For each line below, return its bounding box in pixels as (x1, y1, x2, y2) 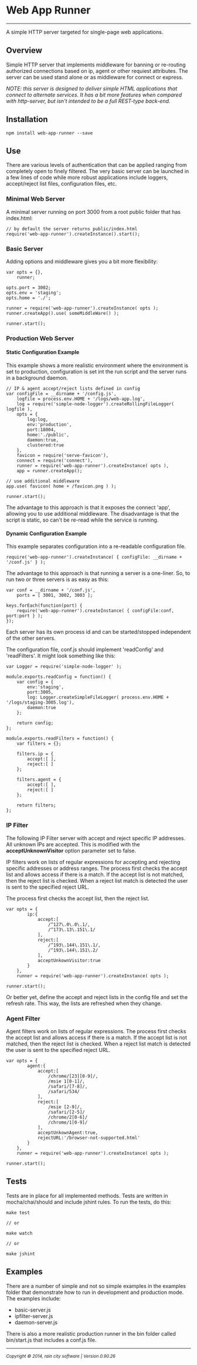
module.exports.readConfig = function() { (6, 674, 111, 680)
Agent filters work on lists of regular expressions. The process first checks (6, 1027, 186, 1034)
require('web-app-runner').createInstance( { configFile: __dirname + (6, 554, 182, 560)
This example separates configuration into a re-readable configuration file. (6, 543, 186, 550)
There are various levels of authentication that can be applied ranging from (6, 162, 187, 169)
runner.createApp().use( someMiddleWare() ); (6, 310, 119, 316)
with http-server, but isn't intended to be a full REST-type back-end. (6, 97, 171, 105)
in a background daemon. (6, 374, 68, 382)
